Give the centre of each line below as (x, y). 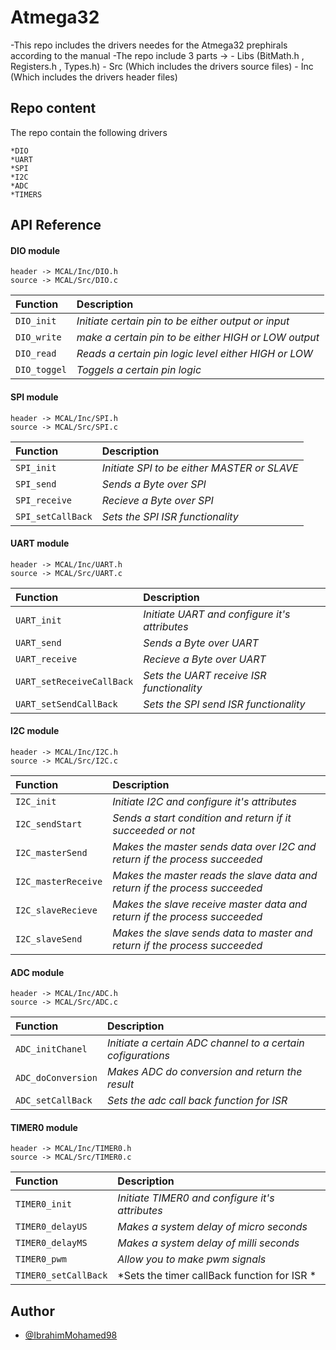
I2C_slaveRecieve (56, 910)
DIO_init (36, 321)
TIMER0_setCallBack (61, 1275)
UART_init (38, 620)
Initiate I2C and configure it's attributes (205, 801)
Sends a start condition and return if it (202, 818)
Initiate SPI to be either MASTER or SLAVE (200, 468)
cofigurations (138, 1056)
